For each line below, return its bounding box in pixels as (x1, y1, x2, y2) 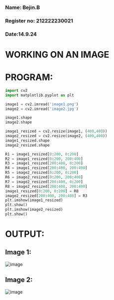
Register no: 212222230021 (5, 17, 73, 24)
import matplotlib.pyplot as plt (5, 92, 74, 98)
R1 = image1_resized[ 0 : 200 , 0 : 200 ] (5, 151, 79, 156)
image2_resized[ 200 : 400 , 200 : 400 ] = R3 (5, 193, 88, 198)
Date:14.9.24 (5, 30, 37, 37)
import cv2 (5, 88, 28, 93)
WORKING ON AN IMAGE (5, 49, 110, 60)
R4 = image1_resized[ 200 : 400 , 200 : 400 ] (5, 165, 88, 170)
